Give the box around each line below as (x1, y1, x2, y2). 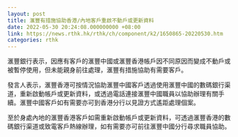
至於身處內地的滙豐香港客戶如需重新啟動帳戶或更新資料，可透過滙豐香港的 (7, 114, 225, 122)
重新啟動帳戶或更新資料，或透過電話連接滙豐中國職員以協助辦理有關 (19, 90, 218, 98)
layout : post (7, 10, 46, 18)
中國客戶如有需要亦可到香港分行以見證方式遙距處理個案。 (31, 98, 200, 107)
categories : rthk (7, 37, 59, 44)
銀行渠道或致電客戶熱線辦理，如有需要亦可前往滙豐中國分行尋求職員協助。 (13, 122, 231, 131)
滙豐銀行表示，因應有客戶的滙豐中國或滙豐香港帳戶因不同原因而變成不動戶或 (7, 57, 231, 66)
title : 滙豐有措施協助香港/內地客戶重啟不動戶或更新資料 (7, 17, 154, 24)
